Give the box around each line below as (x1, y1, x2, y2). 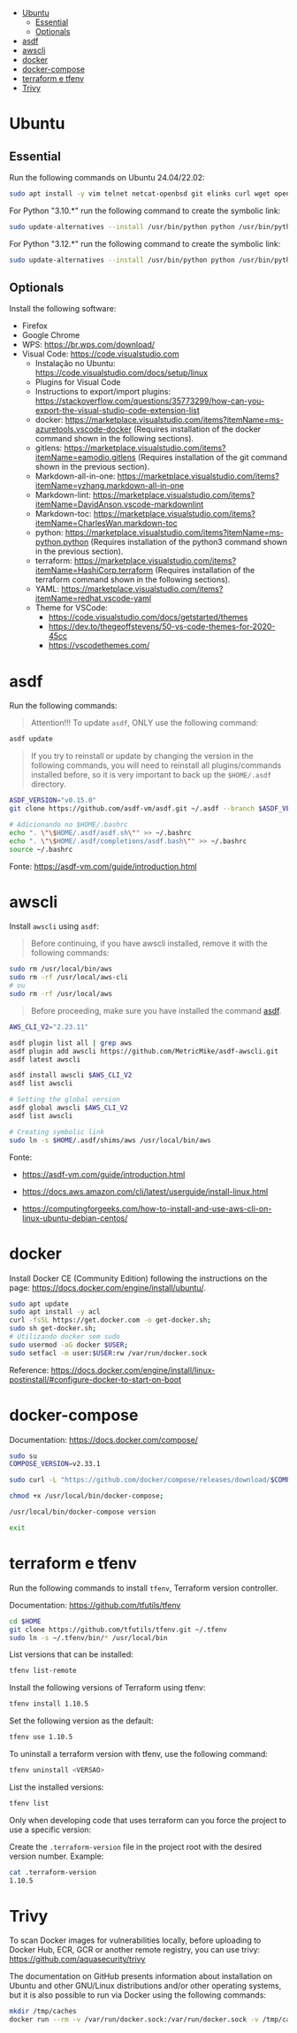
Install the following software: (9, 303, 117, 314)
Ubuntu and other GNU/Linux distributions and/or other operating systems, (9, 1981, 282, 1991)
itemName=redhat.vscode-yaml (34, 593, 152, 604)
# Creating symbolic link (9, 1127, 104, 1136)
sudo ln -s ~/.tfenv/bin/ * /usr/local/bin (9, 1633, 168, 1642)
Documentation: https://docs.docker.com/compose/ (9, 1434, 199, 1445)
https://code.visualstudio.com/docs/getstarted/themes (48, 612, 248, 623)
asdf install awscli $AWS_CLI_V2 (9, 1070, 133, 1080)
